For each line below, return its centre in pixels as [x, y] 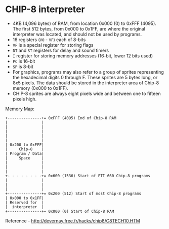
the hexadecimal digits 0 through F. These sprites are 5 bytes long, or [85, 77]
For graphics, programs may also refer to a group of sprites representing [88, 72]
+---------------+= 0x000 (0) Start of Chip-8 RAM [60, 211]
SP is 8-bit [23, 67]
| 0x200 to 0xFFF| [25, 145]
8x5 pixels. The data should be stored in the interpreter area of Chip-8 [86, 83]
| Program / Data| [25, 153]
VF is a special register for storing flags [53, 45]
